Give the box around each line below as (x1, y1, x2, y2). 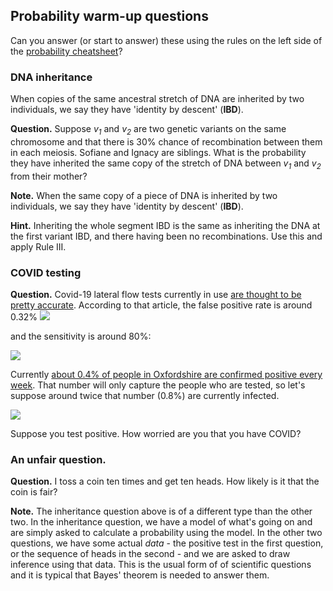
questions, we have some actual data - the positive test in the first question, (10, 537, 324, 549)
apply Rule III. (10, 240, 67, 253)
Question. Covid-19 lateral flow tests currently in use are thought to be (10, 289, 302, 300)
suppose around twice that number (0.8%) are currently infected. (10, 390, 280, 401)
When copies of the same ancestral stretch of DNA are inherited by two (10, 93, 305, 105)
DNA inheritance (10, 70, 93, 84)
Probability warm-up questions (10, 8, 209, 25)
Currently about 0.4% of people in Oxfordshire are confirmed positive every (10, 369, 323, 380)
